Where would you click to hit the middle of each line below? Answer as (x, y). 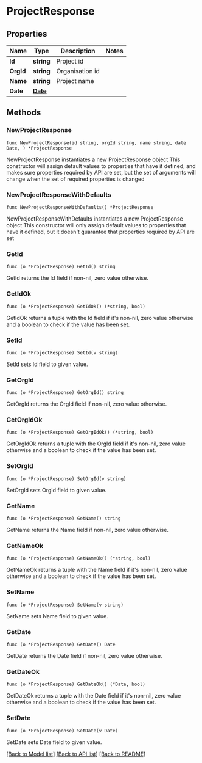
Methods (24, 113)
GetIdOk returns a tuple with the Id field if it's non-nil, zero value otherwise (100, 318)
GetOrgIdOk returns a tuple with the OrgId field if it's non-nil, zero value (96, 444)
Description (78, 51)
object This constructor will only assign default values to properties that (96, 225)
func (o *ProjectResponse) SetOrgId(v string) (66, 479)
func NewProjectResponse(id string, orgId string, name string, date (96, 143)
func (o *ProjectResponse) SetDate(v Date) (62, 731)
